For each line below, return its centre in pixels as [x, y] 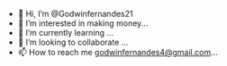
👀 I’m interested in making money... [83, 23]
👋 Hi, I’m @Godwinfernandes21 [75, 14]
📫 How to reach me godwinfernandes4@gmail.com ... [118, 52]
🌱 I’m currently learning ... [66, 33]
